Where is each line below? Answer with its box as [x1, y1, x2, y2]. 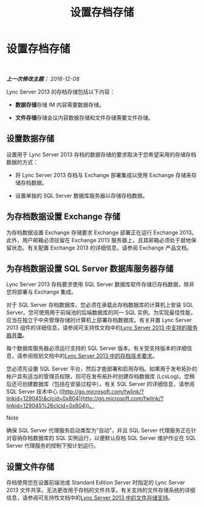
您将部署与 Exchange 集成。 [6, 288, 77, 296]
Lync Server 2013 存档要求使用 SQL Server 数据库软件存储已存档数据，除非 [6, 281, 195, 288]
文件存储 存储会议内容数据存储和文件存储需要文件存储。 [15, 114, 154, 121]
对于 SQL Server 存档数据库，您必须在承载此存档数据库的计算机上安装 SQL [6, 301, 194, 309]
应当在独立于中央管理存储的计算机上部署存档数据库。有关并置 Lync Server [6, 316, 192, 324]
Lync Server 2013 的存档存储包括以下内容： [6, 88, 115, 95]
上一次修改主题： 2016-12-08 [6, 75, 80, 82]
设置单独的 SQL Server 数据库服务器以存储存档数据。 [15, 192, 148, 199]
